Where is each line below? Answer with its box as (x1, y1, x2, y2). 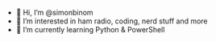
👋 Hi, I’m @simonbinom (15, 8, 94, 17)
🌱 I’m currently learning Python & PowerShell (15, 25, 165, 34)
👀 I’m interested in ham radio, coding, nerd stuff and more (15, 16, 208, 26)
